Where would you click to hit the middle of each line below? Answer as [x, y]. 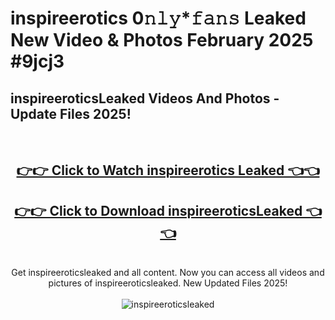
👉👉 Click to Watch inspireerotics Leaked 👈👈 [168, 170]
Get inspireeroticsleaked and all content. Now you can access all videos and [168, 273]
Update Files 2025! [71, 113]
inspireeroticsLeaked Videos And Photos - [145, 98]
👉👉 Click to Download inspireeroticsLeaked [158, 210]
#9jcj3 [37, 61]
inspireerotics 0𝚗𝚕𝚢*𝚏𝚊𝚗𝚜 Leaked [158, 18]
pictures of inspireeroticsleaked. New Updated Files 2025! [168, 283]
